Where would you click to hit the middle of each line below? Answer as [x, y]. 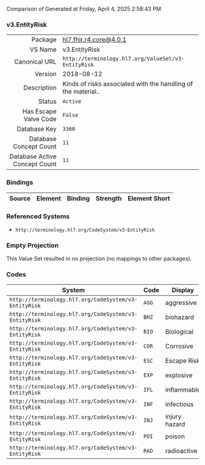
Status [47, 101]
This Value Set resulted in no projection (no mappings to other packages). [99, 258]
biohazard [179, 317]
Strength [109, 198]
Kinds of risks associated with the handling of [128, 84]
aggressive [181, 303]
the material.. [81, 92]
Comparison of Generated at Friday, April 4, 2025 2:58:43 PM [84, 9]
